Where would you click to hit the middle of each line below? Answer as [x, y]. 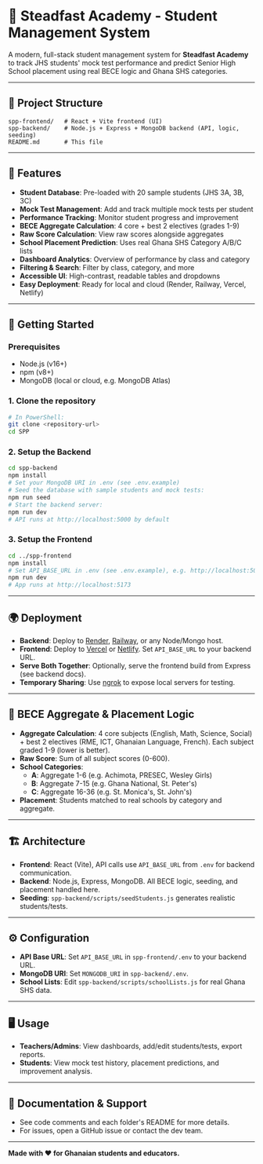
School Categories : [51, 767]
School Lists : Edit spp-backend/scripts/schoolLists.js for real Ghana [132, 982]
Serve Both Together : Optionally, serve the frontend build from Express [135, 665]
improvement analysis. [56, 1071]
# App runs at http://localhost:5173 [70, 585]
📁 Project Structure [56, 103]
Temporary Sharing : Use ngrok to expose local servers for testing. [127, 682]
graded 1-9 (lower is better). [65, 750]
